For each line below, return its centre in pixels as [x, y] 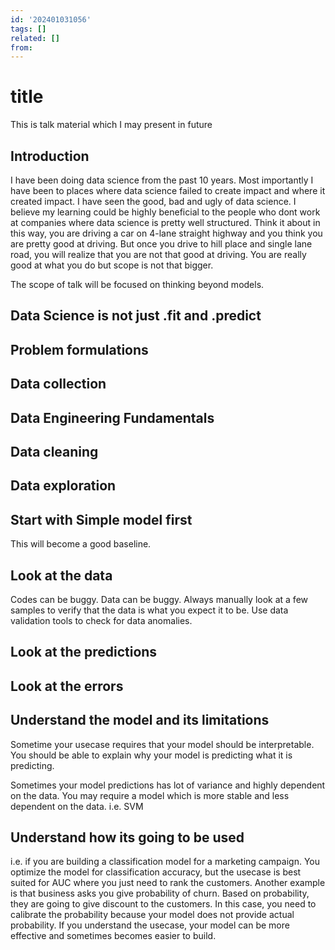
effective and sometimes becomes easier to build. [113, 936]
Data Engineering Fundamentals [112, 417]
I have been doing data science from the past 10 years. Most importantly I [162, 180]
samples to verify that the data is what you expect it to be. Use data [149, 610]
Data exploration [63, 486]
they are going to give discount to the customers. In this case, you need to [163, 904]
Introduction [50, 156]
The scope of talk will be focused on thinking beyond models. [137, 284]
